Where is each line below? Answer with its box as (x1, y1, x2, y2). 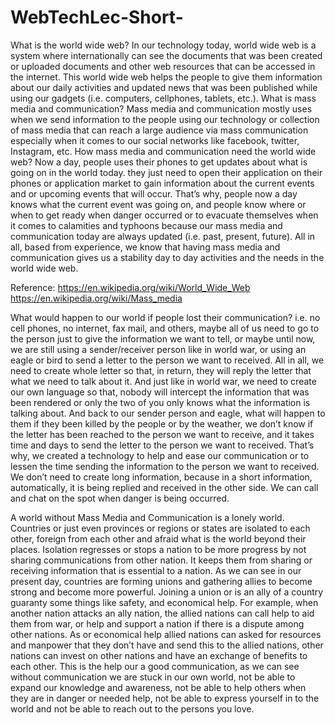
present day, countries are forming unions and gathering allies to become (10, 575, 313, 587)
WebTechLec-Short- (10, 6, 184, 29)
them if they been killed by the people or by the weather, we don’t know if (10, 417, 314, 430)
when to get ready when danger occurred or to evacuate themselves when (10, 209, 319, 221)
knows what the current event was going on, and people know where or (10, 198, 307, 210)
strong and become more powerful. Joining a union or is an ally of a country (10, 586, 324, 598)
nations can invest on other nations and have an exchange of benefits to (10, 649, 308, 661)
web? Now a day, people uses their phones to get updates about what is (10, 156, 308, 168)
